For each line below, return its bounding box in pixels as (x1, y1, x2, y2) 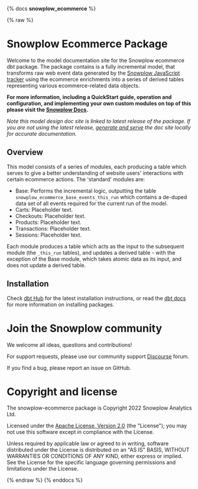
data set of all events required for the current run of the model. (15, 200, 168, 207)
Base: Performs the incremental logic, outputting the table (15, 187, 157, 194)
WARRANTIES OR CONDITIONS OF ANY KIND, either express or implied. (7, 453, 183, 460)
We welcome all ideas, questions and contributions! (7, 341, 132, 349)
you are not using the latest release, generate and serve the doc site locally (7, 124, 191, 131)
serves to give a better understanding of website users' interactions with (7, 169, 184, 177)
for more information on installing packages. (7, 301, 115, 308)
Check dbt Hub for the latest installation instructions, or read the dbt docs (7, 295, 186, 302)
